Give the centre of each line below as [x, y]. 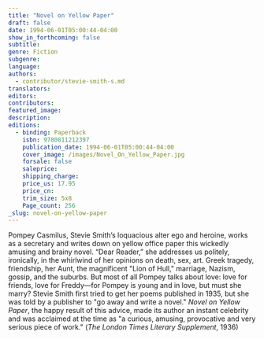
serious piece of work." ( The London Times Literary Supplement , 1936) [123, 327]
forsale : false [47, 162]
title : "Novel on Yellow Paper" [61, 15]
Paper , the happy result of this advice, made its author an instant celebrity [128, 311]
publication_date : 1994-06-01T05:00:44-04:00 [99, 147]
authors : [22, 74]
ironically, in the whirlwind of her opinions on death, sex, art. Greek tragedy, [131, 260]
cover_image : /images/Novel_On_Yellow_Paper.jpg [104, 154]
